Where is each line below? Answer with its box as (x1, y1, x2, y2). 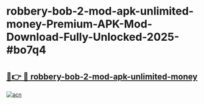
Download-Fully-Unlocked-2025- (6, 30, 180, 44)
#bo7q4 (6, 43, 47, 57)
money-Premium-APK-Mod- (6, 17, 153, 31)
